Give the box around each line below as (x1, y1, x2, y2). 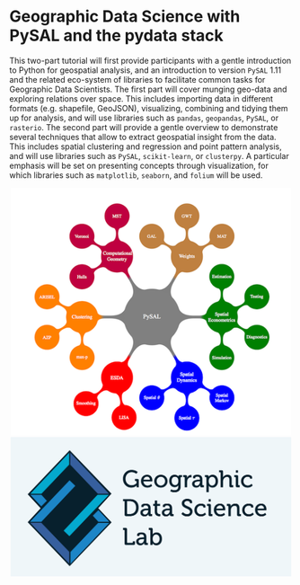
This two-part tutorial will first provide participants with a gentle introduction (9, 55, 292, 66)
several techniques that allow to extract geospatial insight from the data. (9, 131, 277, 142)
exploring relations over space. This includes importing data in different (9, 93, 274, 104)
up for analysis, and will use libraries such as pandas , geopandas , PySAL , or (9, 112, 279, 123)
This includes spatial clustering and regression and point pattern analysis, (9, 141, 282, 152)
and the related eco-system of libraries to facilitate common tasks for (9, 74, 266, 84)
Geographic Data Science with (9, 6, 241, 27)
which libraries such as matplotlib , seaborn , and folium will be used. (9, 169, 263, 181)
